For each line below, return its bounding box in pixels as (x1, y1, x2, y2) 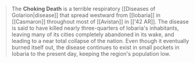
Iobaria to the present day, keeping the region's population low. (11, 50, 171, 57)
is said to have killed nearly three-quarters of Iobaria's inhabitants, (11, 24, 179, 31)
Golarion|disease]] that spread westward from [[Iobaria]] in (11, 12, 161, 19)
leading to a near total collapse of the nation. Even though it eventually (11, 38, 189, 44)
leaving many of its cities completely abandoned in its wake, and (11, 31, 175, 38)
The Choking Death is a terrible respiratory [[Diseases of (11, 5, 156, 12)
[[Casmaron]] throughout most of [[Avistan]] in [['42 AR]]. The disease (11, 18, 189, 25)
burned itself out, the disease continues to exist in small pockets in (11, 44, 180, 51)
